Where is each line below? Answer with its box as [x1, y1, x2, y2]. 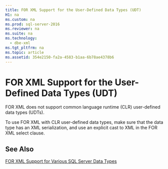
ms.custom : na [5, 17, 35, 22]
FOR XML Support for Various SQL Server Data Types [5, 158, 117, 164]
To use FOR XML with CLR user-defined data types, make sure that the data [5, 119, 163, 125]
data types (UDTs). [5, 110, 45, 116]
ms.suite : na [5, 31, 33, 36]
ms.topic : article [5, 50, 44, 55]
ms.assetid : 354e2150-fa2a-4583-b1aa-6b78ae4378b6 [5, 54, 114, 60]
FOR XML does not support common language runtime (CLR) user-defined [5, 104, 161, 110]
